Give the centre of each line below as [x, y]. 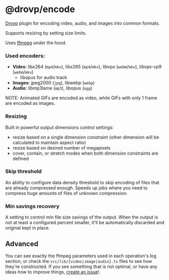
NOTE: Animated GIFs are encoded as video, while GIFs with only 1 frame [81, 98]
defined [21, 158]
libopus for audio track [43, 78]
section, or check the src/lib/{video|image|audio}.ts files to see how [79, 261]
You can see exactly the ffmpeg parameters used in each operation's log [81, 256]
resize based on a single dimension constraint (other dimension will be [86, 137]
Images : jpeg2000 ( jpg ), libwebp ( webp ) [53, 83]
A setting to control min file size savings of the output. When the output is [82, 217]
